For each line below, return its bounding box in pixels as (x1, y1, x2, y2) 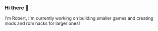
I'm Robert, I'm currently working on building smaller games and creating (4, 15, 154, 21)
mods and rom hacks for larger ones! (4, 20, 80, 26)
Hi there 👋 (4, 4, 29, 11)
